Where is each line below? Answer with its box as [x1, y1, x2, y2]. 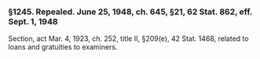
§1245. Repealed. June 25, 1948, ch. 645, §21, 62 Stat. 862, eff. [8, 6, 253, 17]
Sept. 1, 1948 [8, 16, 58, 27]
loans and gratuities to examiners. [8, 42, 118, 52]
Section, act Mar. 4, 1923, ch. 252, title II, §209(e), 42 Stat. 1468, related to [8, 34, 249, 43]
